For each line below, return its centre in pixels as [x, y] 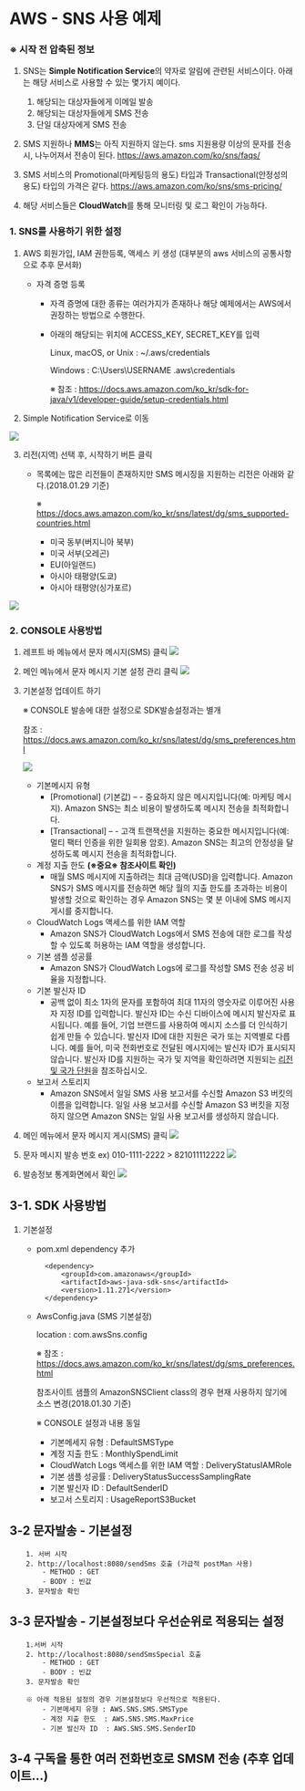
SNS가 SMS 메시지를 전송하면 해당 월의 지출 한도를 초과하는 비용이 [168, 888]
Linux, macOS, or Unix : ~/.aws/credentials [130, 352]
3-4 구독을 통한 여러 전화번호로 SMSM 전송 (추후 [140, 1759]
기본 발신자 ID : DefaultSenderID [109, 1487]
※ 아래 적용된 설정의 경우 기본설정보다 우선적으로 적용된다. [123, 1699]
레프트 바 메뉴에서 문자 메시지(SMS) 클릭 [95, 652]
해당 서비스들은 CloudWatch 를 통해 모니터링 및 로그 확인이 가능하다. [145, 205]
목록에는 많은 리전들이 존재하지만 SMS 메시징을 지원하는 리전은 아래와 [160, 474]
